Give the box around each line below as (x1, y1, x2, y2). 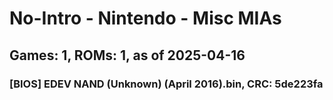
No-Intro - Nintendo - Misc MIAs (9, 7, 282, 30)
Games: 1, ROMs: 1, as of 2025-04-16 (9, 47, 246, 64)
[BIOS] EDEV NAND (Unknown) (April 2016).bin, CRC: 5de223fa (9, 77, 324, 91)
